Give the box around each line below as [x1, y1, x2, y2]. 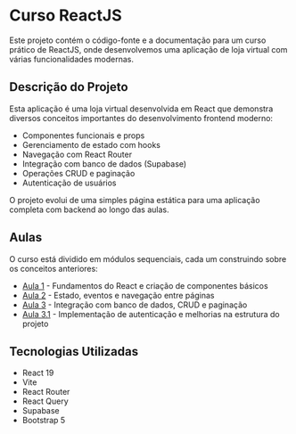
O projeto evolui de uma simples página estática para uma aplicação [9, 194, 260, 205]
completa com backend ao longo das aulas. [9, 204, 169, 215]
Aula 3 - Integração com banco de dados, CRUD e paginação [21, 299, 248, 310]
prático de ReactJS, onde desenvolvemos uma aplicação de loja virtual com [9, 44, 288, 54]
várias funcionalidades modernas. [9, 53, 135, 64]
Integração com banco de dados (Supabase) [21, 158, 187, 169]
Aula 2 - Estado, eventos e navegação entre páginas [21, 290, 215, 300]
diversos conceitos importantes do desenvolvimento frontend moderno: [9, 112, 274, 123]
